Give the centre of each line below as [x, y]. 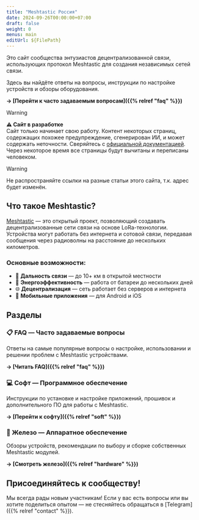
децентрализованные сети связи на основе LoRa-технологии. [87, 227]
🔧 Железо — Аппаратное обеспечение [67, 433]
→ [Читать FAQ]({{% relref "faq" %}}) [56, 366]
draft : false [23, 23]
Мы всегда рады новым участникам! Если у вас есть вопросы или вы [97, 498]
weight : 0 [19, 29]
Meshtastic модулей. [33, 452]
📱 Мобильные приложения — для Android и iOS [78, 296]
